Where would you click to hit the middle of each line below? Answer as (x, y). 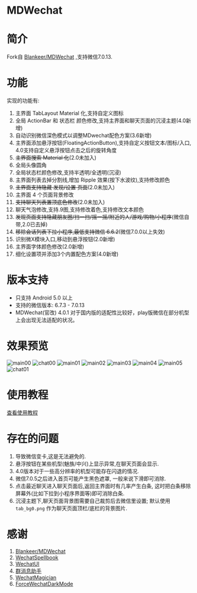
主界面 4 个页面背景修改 (44, 195)
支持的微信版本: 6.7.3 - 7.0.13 (50, 305)
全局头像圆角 (31, 165)
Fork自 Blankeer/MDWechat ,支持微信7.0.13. (60, 57)
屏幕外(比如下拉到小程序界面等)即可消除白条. (70, 493)
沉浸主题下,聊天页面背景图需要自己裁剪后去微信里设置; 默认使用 (93, 500)
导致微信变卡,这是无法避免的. (51, 456)
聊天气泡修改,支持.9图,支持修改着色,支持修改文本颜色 (80, 210)
